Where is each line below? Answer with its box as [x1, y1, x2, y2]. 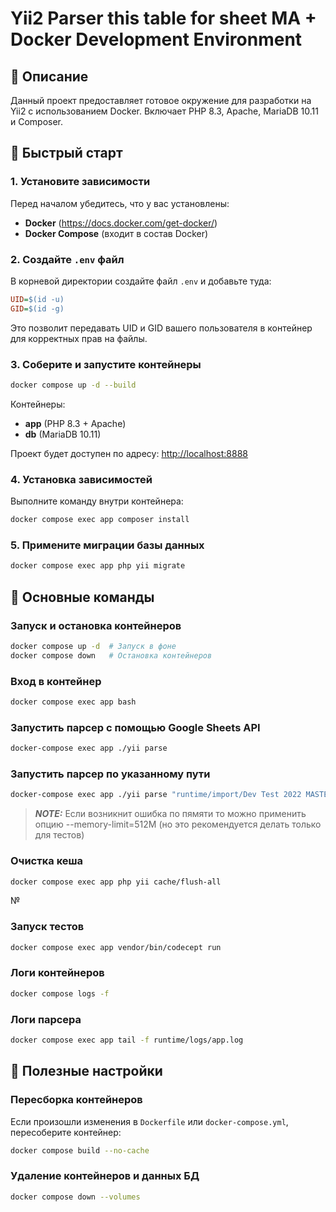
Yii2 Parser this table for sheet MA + [10, 7, 317, 30]
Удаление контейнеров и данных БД [10, 1169, 200, 1183]
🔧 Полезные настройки [10, 1063, 163, 1080]
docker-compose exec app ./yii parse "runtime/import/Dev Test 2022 [10, 790, 302, 800]
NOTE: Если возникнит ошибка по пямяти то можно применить [34, 808, 307, 820]
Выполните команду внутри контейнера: [10, 495, 184, 507]
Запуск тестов [10, 920, 85, 934]
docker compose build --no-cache [10, 1145, 150, 1156]
